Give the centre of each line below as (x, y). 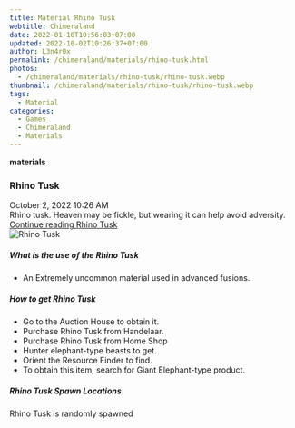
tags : (20, 94)
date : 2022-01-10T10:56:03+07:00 (73, 35)
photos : (24, 69)
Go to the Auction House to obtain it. (91, 322)
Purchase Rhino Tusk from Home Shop (95, 341)
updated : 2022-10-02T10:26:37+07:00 (79, 43)
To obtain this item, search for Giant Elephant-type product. (134, 370)
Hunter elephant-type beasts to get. (89, 351)
